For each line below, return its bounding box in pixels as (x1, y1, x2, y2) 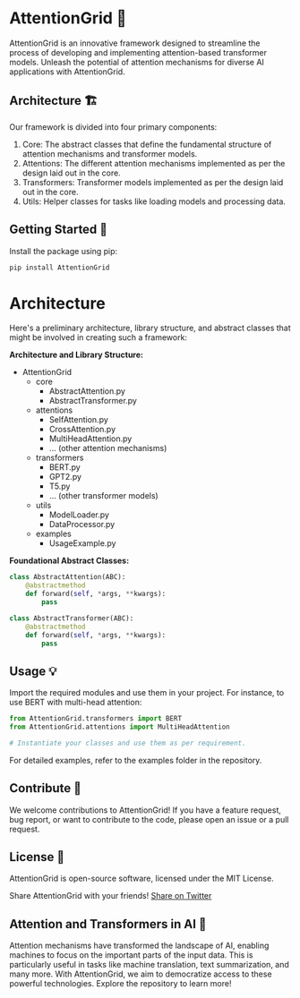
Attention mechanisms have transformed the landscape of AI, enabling (9, 940, 270, 951)
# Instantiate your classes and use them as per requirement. (9, 738, 246, 747)
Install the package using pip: (9, 245, 118, 256)
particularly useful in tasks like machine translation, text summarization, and (9, 960, 289, 970)
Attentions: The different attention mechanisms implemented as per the (21, 158, 286, 168)
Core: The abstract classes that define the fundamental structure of (21, 139, 272, 149)
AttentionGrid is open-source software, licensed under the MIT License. (9, 873, 275, 884)
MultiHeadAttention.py (48, 433, 133, 444)
